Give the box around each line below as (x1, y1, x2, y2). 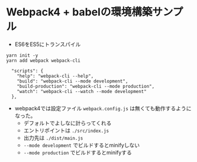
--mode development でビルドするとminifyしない (23, 141, 140, 148)
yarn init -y (6, 52, 38, 58)
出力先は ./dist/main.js (23, 134, 83, 141)
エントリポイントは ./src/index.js (23, 127, 109, 134)
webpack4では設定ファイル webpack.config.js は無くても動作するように (14, 104, 192, 112)
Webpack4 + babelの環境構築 (6, 5, 153, 19)
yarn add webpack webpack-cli (6, 57, 81, 64)
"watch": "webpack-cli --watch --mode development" (17, 88, 147, 94)
